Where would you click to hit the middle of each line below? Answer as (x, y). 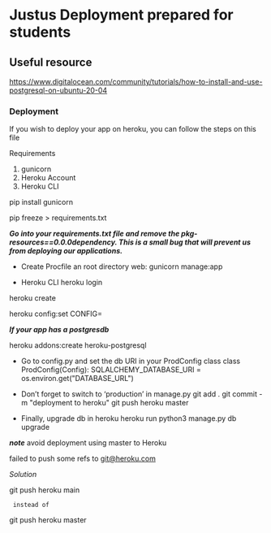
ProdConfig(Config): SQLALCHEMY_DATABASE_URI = (111, 370)
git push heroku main (45, 490)
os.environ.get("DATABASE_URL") (77, 379)
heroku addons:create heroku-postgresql (78, 345)
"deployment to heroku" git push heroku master (109, 403)
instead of (31, 505)
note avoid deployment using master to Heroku (88, 443)
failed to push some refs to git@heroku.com (83, 459)
